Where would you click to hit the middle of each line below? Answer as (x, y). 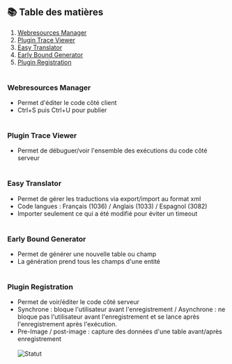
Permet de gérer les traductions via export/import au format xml (109, 198)
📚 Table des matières (55, 12)
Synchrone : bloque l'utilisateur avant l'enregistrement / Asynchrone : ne (121, 310)
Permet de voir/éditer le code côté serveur (78, 302)
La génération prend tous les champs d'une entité (89, 261)
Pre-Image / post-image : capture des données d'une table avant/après (120, 332)
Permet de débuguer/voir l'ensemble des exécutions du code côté (112, 151)
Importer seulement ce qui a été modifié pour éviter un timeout (107, 213)
